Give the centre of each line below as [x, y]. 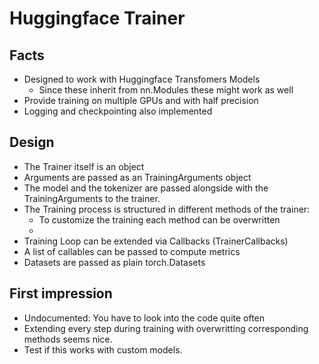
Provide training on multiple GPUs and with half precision [141, 100]
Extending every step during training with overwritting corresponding [166, 328]
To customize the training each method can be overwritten [159, 219]
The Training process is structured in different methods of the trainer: [167, 209]
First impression [61, 293]
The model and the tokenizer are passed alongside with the [146, 188]
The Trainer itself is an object [84, 166]
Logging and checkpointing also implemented [118, 111]
